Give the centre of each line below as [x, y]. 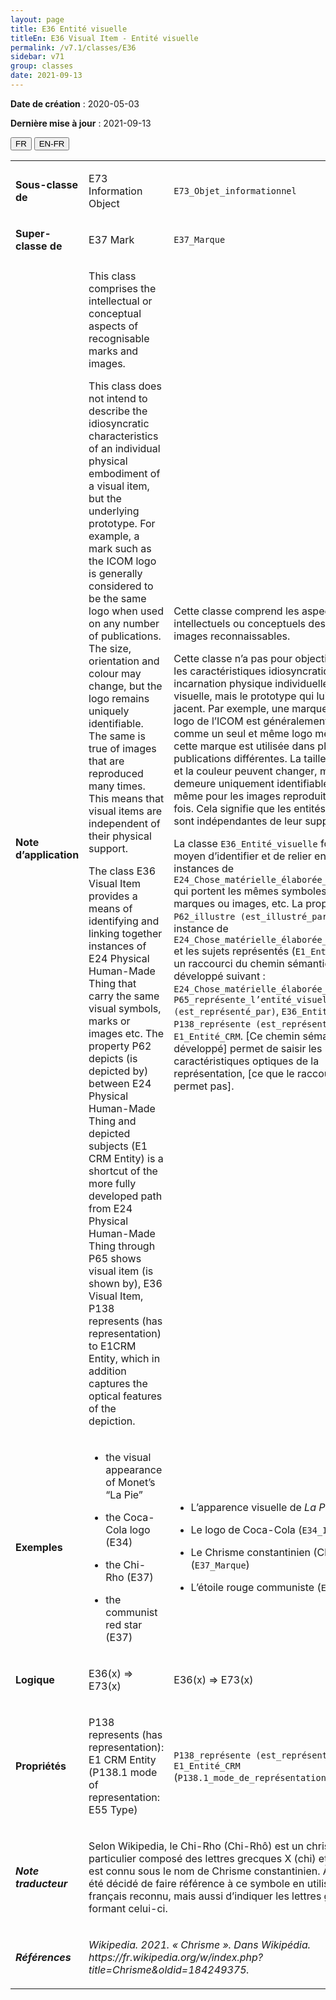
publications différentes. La [237, 758]
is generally [115, 573]
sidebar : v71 [37, 57]
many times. [117, 786]
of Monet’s [130, 1482]
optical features [125, 1396]
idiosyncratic [119, 423]
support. [108, 848]
